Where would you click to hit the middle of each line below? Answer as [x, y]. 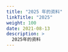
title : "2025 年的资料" [34, 12]
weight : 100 [21, 23]
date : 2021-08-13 [28, 28]
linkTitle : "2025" [29, 17]
